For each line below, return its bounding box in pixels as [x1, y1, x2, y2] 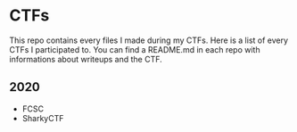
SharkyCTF [21, 112, 64, 123]
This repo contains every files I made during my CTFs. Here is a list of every [9, 35, 288, 45]
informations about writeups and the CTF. [9, 54, 162, 64]
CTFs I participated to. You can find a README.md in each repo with [9, 44, 260, 54]
